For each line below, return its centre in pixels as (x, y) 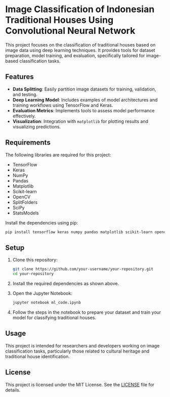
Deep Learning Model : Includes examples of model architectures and (85, 100)
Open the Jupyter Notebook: (42, 293)
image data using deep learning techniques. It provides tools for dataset (80, 50)
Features (19, 77)
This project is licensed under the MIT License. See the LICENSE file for (80, 384)
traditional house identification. (37, 356)
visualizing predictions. (37, 126)
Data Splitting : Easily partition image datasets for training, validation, (84, 89)
